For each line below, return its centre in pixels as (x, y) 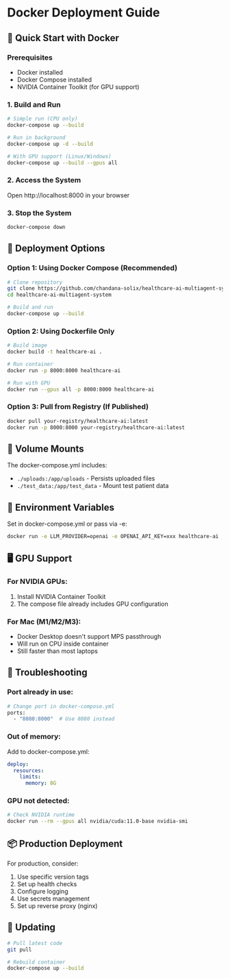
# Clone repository (35, 282)
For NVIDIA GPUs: (37, 582)
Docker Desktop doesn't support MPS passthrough (89, 637)
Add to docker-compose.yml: (48, 751)
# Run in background (37, 137)
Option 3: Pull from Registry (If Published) (78, 407)
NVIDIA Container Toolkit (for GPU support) (78, 86)
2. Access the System (44, 180)
